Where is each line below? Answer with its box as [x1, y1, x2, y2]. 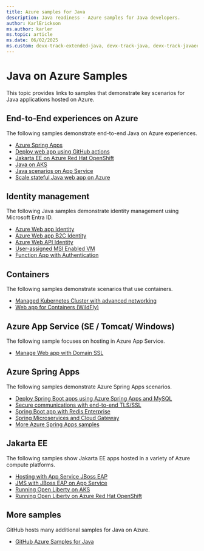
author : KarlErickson [6, 20, 61, 26]
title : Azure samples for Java [6, 9, 86, 15]
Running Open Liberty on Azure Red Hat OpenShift [15, 492, 142, 499]
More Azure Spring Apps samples [15, 421, 100, 428]
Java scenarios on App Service [15, 167, 93, 174]
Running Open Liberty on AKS [15, 485, 90, 493]
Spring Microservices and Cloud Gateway [15, 414, 120, 421]
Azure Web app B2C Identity [15, 232, 87, 239]
